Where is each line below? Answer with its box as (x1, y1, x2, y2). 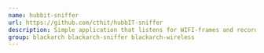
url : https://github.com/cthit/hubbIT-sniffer (8, 19, 163, 26)
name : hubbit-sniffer (8, 11, 79, 19)
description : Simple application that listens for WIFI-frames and (8, 26, 234, 34)
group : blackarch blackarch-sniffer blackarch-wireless (8, 33, 195, 41)
